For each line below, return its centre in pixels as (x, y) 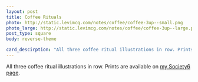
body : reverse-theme (32, 39)
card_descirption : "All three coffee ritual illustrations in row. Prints (100, 50)
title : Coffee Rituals (34, 17)
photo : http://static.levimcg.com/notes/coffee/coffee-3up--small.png (95, 22)
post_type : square (29, 34)
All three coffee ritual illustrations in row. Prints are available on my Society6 (98, 66)
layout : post (22, 12)
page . (13, 73)
